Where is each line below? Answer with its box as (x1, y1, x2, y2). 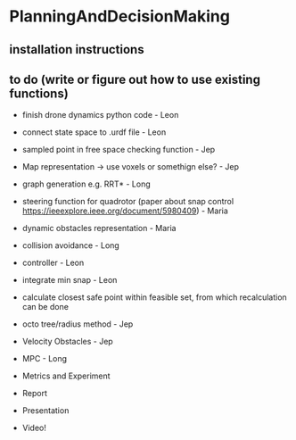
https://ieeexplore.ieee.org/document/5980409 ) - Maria (21, 205, 229, 216)
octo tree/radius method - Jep (21, 319, 134, 329)
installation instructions (9, 42, 144, 57)
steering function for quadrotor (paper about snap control (21, 196, 234, 207)
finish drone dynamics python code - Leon (21, 110, 179, 120)
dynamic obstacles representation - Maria (21, 223, 177, 234)
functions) (9, 86, 69, 101)
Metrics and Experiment (21, 370, 111, 381)
